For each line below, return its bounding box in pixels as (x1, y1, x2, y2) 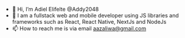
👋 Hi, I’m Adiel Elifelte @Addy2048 (12, 6, 99, 12)
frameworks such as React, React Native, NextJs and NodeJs (12, 18, 167, 25)
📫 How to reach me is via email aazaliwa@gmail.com (12, 25, 147, 32)
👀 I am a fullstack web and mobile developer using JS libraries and (12, 12, 180, 19)
